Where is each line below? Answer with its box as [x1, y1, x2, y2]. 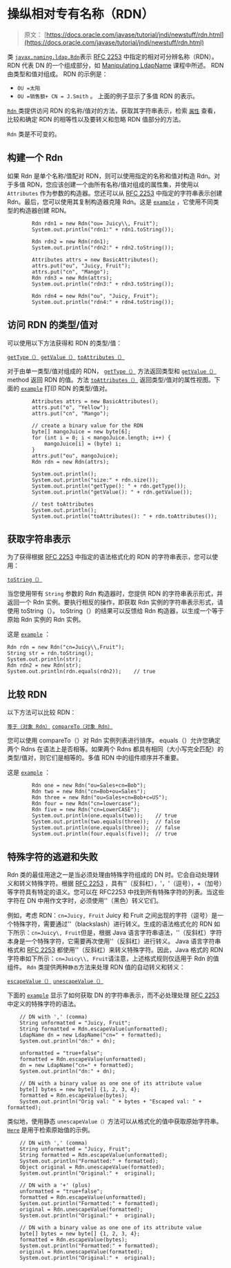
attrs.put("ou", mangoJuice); [32, 452, 119, 460]
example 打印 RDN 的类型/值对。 [20, 384, 112, 392]
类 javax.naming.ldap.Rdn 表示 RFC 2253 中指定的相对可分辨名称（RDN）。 [7, 53, 219, 61]
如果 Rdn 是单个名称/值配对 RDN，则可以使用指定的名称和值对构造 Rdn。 [7, 171, 214, 180]
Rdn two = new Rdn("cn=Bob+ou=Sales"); [32, 788, 147, 795]
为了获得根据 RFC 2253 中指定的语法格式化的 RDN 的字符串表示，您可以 [7, 553, 212, 561]
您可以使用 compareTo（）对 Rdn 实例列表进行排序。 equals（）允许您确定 [7, 737, 221, 745]
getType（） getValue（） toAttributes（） [7, 354, 125, 361]
